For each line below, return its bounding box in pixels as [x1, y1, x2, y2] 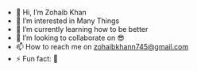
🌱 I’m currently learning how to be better [15, 25, 149, 34]
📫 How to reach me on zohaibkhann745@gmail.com [15, 42, 189, 51]
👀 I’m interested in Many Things [15, 16, 120, 26]
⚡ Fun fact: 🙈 [15, 54, 58, 63]
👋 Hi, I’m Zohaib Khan [15, 8, 87, 17]
